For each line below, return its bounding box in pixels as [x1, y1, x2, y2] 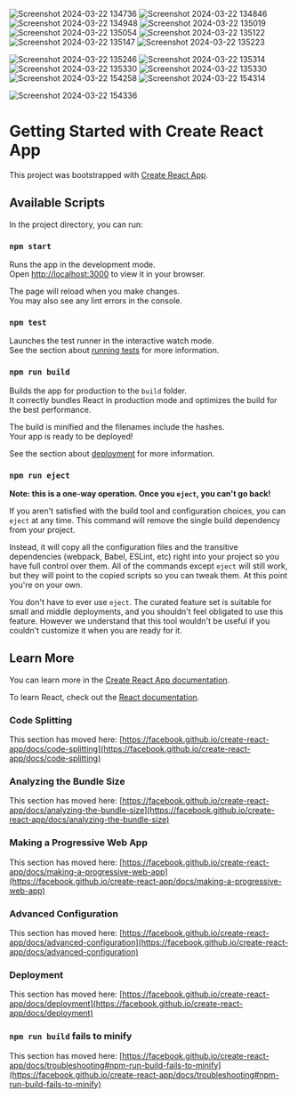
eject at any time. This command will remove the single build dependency [9, 514, 281, 525]
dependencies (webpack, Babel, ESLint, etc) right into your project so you [9, 551, 280, 561]
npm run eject [9, 470, 70, 480]
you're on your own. [9, 579, 83, 590]
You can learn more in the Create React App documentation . [9, 674, 230, 685]
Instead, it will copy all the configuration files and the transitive [9, 541, 238, 552]
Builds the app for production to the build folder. [9, 385, 188, 396]
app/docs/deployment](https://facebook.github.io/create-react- [9, 998, 243, 1009]
